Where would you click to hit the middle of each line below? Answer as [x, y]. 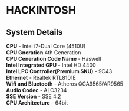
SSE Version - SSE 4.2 [34, 96]
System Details [34, 32]
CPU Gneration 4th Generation [44, 53]
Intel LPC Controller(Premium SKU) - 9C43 [59, 71]
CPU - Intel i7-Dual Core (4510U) [46, 46]
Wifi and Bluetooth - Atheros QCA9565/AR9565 [65, 84]
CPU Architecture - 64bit [37, 103]
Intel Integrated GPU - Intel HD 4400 [51, 65]
